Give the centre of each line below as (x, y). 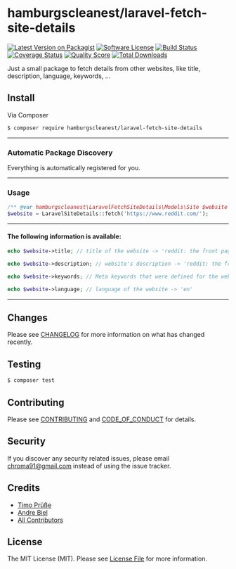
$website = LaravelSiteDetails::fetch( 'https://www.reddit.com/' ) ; (108, 214)
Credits (24, 488)
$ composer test (31, 381)
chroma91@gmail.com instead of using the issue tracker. (89, 466)
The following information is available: (64, 236)
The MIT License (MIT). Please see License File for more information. (107, 559)
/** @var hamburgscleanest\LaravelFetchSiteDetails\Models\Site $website (118, 207)
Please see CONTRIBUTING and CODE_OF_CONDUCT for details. (102, 419)
